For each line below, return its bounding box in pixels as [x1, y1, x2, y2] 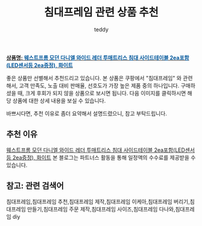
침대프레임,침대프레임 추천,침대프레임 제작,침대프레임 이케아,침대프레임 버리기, [6, 198, 190, 205]
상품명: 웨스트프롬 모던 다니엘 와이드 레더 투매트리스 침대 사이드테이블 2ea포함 [6, 54, 189, 61]
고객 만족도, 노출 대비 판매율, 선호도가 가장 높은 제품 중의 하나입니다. [19, 82, 180, 89]
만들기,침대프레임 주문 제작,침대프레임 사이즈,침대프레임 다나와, [27, 206, 175, 213]
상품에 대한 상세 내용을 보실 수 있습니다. [12, 97, 106, 104]
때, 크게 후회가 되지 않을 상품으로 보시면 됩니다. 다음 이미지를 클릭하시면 [17, 89, 186, 96]
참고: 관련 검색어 [6, 181, 65, 191]
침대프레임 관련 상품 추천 [44, 5, 159, 19]
